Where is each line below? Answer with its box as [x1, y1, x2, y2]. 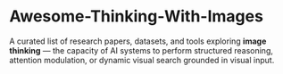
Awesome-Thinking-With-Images [9, 6, 263, 27]
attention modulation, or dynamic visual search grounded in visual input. [9, 54, 275, 65]
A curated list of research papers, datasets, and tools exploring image [9, 36, 267, 46]
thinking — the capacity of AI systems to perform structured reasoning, [9, 45, 274, 55]
